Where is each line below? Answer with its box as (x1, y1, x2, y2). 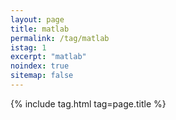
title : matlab (10, 24, 70, 34)
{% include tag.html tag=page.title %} (10, 97, 167, 110)
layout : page (10, 14, 65, 25)
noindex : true (10, 61, 70, 71)
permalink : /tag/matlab (10, 33, 110, 43)
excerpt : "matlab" (10, 52, 87, 62)
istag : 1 (10, 42, 47, 53)
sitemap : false (10, 71, 74, 81)
